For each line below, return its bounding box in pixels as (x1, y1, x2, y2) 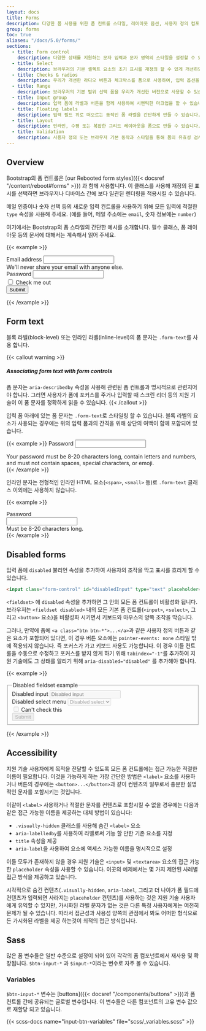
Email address (6, 255, 42, 263)
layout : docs (6, 9, 40, 15)
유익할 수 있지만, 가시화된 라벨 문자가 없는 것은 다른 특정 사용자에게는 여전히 (17, 902, 199, 909)
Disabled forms (6, 549, 66, 560)
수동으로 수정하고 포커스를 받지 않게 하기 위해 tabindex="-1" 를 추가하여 (17, 650, 189, 657)
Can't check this (21, 706, 63, 714)
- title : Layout (12, 117, 53, 123)
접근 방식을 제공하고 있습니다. (6, 873, 77, 881)
